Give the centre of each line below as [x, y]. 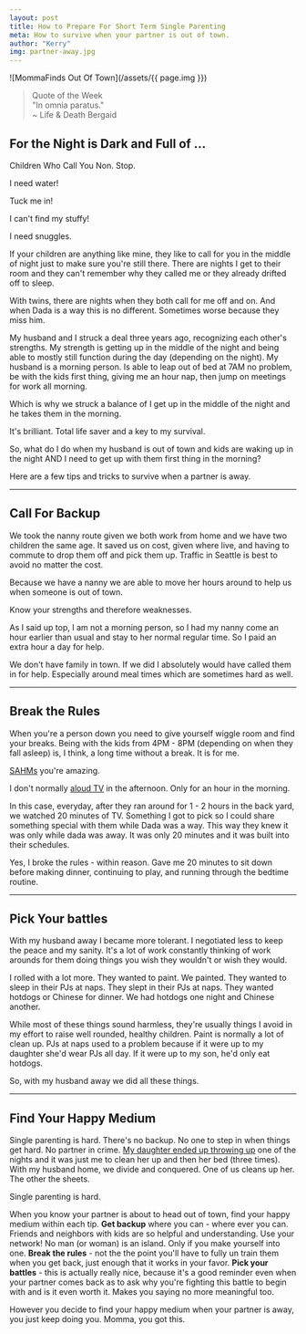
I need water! [34, 182]
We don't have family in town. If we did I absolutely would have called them [150, 664]
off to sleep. [32, 283]
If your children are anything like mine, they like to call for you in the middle [150, 254]
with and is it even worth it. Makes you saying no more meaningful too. [142, 1292]
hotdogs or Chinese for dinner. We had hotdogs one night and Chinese [142, 997]
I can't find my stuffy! [49, 218]
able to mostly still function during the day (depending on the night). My [144, 357]
